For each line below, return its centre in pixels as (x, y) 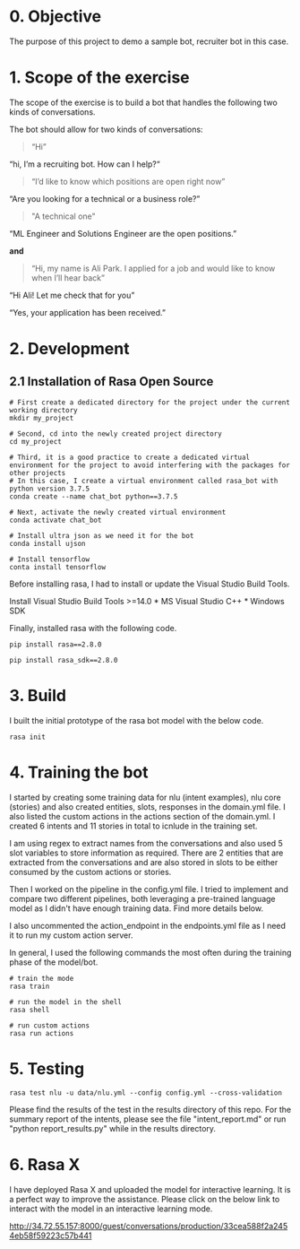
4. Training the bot (79, 772)
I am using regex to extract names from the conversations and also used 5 (146, 843)
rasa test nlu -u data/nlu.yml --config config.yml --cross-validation (146, 1093)
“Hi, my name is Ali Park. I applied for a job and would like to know (153, 268)
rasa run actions (42, 1033)
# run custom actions (50, 1025)
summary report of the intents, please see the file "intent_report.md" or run (148, 1119)
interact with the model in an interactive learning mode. (111, 1209)
